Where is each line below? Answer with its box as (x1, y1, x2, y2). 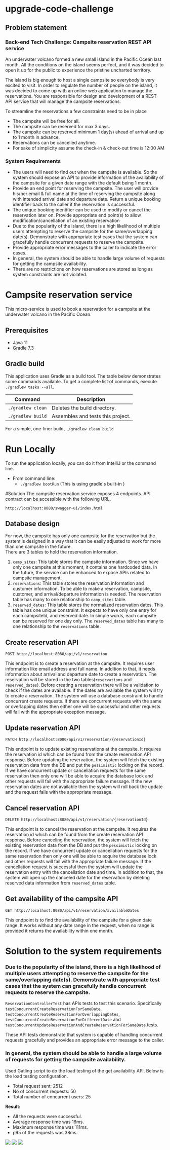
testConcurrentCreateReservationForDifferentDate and (5, 1017, 121, 1023)
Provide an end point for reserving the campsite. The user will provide (12, 186, 158, 192)
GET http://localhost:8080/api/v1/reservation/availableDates (5, 908, 139, 913)
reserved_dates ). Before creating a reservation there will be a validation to (5, 682, 159, 688)
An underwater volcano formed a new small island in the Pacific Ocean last (5, 56, 162, 62)
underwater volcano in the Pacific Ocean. (5, 311, 92, 317)
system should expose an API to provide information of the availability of (12, 174, 164, 180)
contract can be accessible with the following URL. (5, 496, 111, 502)
